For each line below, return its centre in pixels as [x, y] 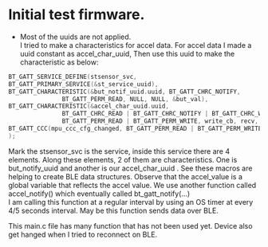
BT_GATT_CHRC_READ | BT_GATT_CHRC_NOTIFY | [135, 114]
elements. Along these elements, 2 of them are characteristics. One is [123, 159]
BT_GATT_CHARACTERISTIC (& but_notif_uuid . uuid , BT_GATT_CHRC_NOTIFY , [124, 92]
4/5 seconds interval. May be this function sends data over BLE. [114, 210]
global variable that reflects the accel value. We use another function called [132, 185]
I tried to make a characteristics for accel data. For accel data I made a [136, 45]
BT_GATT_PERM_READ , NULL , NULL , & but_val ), [135, 99]
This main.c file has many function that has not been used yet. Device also [130, 225]
